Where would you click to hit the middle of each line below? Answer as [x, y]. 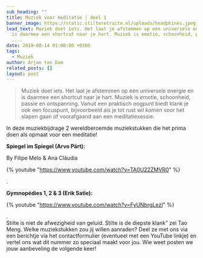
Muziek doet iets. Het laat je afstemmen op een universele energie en [108, 91]
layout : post [23, 74]
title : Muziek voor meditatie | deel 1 [56, 18]
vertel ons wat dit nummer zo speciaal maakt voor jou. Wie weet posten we [100, 242]
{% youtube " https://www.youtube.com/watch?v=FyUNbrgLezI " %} [90, 205]
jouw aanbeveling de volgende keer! [51, 249]
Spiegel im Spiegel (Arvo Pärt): [46, 146]
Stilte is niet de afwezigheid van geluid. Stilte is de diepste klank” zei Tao [97, 223]
